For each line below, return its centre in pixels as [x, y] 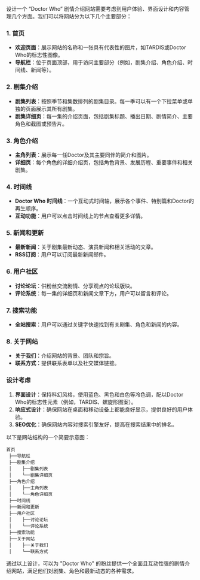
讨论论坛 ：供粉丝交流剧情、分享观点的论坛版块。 [75, 286]
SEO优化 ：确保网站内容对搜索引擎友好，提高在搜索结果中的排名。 [96, 424]
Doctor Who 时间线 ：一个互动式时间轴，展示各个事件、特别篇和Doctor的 [104, 201]
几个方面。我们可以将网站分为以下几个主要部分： [71, 16]
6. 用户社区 [22, 271]
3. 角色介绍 [22, 141]
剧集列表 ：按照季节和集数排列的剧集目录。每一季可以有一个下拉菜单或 [101, 101]
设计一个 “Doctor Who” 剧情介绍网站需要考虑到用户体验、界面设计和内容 [95, 9]
